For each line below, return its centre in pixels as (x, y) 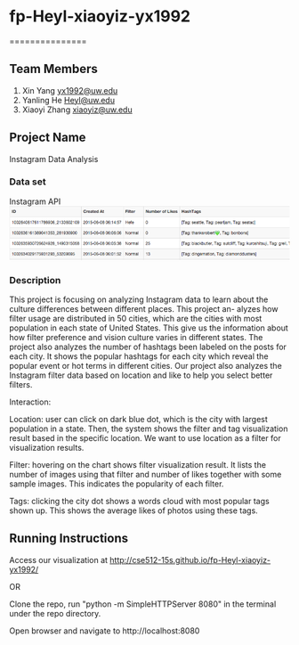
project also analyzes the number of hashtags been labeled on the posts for (148, 347)
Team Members (53, 69)
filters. (21, 385)
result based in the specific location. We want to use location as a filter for (145, 438)
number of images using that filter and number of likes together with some (145, 475)
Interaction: (30, 402)
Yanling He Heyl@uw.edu (69, 100)
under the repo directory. (55, 613)
